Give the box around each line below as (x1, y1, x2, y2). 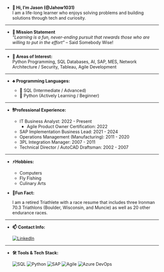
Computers (19, 170, 42, 176)
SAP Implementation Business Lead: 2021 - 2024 (19, 129, 118, 135)
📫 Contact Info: (12, 224, 45, 230)
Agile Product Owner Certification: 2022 (26, 124, 108, 129)
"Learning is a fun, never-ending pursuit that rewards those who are (12, 34, 150, 40)
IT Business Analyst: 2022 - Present (19, 118, 92, 124)
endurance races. (12, 210, 48, 215)
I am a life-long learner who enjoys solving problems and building (12, 10, 144, 16)
